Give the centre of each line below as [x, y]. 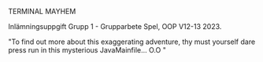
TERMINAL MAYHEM [42, 11]
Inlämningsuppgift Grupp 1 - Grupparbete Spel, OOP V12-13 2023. [115, 26]
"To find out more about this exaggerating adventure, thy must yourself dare [132, 42]
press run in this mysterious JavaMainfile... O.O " [87, 50]
